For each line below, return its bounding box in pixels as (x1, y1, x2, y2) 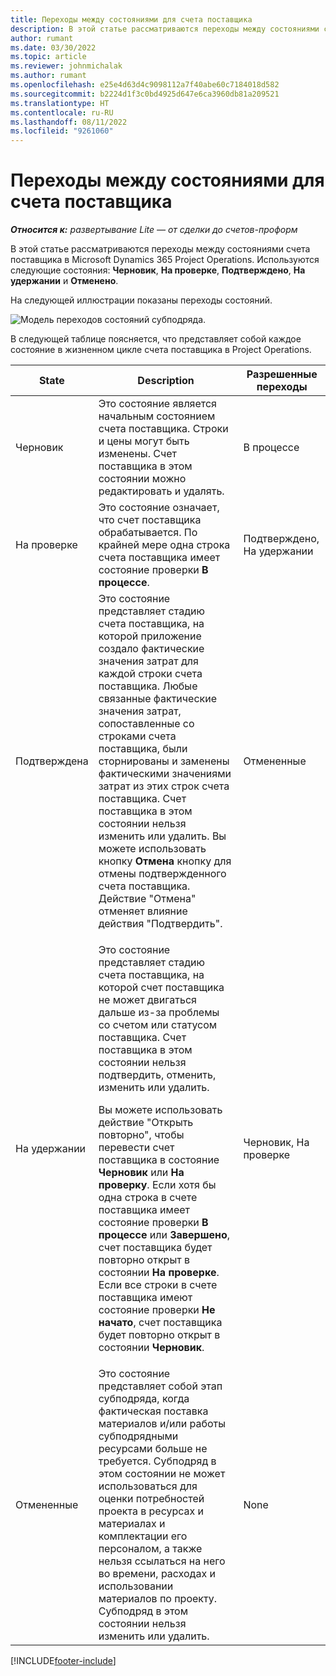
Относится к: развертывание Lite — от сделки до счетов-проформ (10, 224, 298, 236)
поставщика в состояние (98, 1153, 220, 1167)
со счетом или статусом (98, 1018, 218, 1032)
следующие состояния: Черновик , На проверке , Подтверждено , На (10, 264, 306, 276)
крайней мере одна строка (98, 538, 231, 552)
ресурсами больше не (98, 1442, 208, 1456)
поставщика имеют (98, 1291, 193, 1305)
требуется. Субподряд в (98, 1454, 217, 1468)
